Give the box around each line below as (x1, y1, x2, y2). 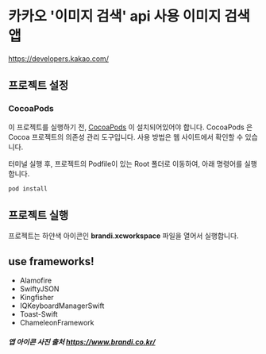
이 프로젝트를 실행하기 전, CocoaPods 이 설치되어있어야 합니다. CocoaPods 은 (8, 122, 253, 132)
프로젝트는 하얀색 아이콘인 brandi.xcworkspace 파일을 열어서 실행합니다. (8, 231, 240, 240)
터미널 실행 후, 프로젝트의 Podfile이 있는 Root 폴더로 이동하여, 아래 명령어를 (8, 159, 243, 168)
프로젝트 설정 (8, 79, 69, 92)
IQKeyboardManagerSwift (19, 301, 105, 310)
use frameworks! (8, 255, 94, 268)
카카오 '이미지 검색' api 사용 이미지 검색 (8, 7, 250, 25)
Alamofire (19, 275, 52, 286)
